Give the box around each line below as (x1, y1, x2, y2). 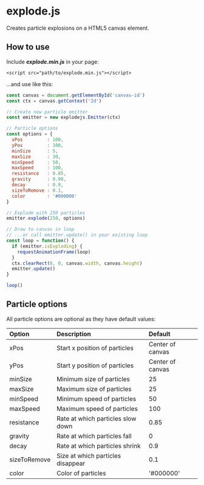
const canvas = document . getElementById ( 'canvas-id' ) (6, 92, 146, 98)
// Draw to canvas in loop (6, 226, 75, 232)
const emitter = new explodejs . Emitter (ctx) (6, 114, 121, 121)
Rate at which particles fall (56, 432, 132, 440)
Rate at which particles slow (56, 414, 137, 422)
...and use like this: (6, 80, 53, 87)
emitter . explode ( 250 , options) (6, 215, 86, 222)
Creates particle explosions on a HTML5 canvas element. (6, 24, 150, 32)
